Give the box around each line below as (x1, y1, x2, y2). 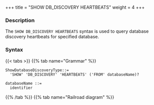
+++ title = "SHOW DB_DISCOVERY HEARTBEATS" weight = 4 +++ (5, 5, 145, 10)
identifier (10, 85, 33, 90)
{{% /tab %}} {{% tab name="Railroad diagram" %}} (5, 94, 114, 100)
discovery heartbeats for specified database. (5, 34, 99, 40)
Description (5, 17, 35, 24)
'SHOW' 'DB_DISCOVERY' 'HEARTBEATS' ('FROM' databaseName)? (10, 72, 139, 77)
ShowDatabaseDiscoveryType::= (5, 68, 69, 73)
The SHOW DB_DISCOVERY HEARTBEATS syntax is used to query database (5, 28, 149, 34)
